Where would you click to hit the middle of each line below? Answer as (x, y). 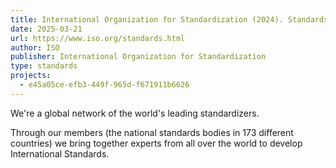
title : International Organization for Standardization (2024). (147, 19)
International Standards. (60, 153)
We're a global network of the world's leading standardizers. (135, 113)
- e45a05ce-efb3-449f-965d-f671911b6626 (104, 85)
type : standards (44, 66)
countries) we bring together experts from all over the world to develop (156, 143)
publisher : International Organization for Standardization (138, 57)
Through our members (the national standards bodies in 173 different (152, 132)
